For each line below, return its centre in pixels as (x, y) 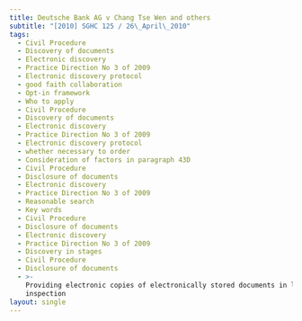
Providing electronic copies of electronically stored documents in (156, 285)
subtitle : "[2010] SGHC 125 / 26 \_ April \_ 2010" (100, 26)
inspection (46, 293)
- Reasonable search (56, 202)
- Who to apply (46, 101)
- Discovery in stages (60, 252)
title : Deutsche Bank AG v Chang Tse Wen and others (110, 18)
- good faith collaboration (70, 85)
